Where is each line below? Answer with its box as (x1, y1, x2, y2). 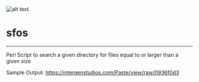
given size (6, 57, 31, 64)
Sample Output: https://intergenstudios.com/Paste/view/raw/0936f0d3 (6, 68, 179, 76)
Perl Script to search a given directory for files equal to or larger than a (6, 51, 179, 58)
